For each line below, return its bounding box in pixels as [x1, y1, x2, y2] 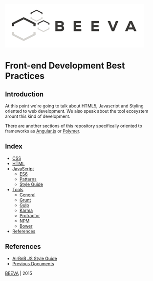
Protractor [19, 212, 40, 218]
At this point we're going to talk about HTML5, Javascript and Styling [5, 103, 144, 109]
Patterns [19, 176, 37, 182]
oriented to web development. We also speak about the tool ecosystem [5, 108, 149, 114]
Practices [5, 71, 45, 82]
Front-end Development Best [5, 60, 125, 71]
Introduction [5, 90, 44, 98]
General [19, 192, 36, 198]
